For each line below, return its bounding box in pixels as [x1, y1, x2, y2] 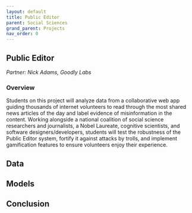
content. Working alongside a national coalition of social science [6, 116, 164, 123]
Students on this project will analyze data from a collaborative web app [6, 97, 180, 104]
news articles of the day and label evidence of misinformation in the [6, 109, 172, 117]
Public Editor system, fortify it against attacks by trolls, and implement [6, 135, 177, 142]
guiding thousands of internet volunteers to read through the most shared [6, 104, 187, 111]
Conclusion [6, 199, 50, 209]
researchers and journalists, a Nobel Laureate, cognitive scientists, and [6, 123, 180, 130]
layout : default [6, 8, 46, 15]
